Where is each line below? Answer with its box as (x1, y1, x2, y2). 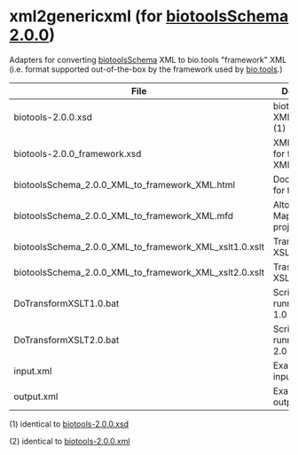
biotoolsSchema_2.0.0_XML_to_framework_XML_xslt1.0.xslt (13, 240, 264, 253)
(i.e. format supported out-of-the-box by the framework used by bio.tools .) (9, 64, 283, 75)
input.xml (13, 365, 52, 377)
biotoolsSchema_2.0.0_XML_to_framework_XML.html (13, 178, 236, 191)
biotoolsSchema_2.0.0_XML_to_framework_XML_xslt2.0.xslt (13, 266, 264, 278)
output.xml (13, 390, 59, 403)
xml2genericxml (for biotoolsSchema (9, 6, 289, 27)
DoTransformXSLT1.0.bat (13, 297, 120, 310)
